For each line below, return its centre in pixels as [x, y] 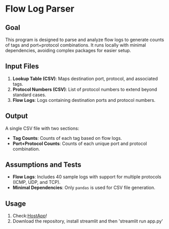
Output [16, 116]
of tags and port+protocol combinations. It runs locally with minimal [76, 45]
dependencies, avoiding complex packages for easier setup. [68, 50]
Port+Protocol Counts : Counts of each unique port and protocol [80, 143]
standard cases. [29, 95]
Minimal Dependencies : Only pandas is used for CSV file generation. [84, 187]
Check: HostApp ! [30, 216]
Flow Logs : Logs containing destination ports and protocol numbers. [84, 100]
